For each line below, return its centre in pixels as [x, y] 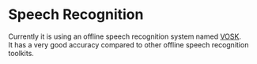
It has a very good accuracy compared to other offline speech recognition [128, 44]
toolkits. [21, 53]
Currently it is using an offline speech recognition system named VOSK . [125, 36]
